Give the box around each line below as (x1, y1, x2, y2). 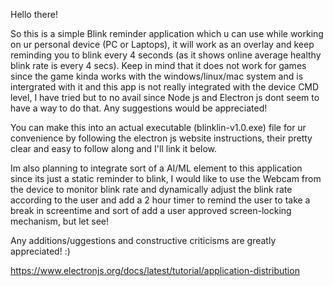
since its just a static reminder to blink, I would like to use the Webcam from (10, 173, 322, 184)
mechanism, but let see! (10, 215, 110, 227)
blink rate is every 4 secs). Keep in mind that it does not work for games (10, 60, 307, 71)
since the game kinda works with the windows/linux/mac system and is (10, 70, 304, 82)
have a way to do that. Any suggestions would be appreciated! (10, 102, 268, 114)
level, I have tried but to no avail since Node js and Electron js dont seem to (10, 92, 320, 103)
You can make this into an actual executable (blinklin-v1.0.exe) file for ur (10, 122, 307, 133)
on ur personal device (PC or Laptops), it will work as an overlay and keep (10, 39, 315, 50)
